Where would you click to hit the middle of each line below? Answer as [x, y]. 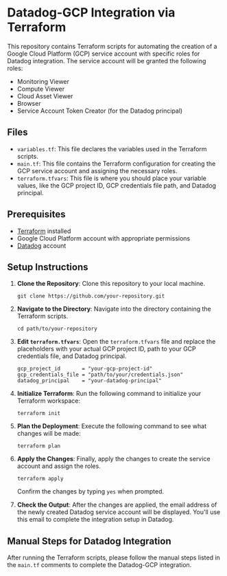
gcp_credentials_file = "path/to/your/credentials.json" [100, 375]
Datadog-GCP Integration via [91, 13]
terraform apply [40, 479]
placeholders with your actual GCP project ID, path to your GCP [107, 349]
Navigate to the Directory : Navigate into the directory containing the [114, 309]
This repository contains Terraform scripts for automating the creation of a [112, 46]
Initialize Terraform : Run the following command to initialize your [109, 394]
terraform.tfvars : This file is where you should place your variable [112, 178]
